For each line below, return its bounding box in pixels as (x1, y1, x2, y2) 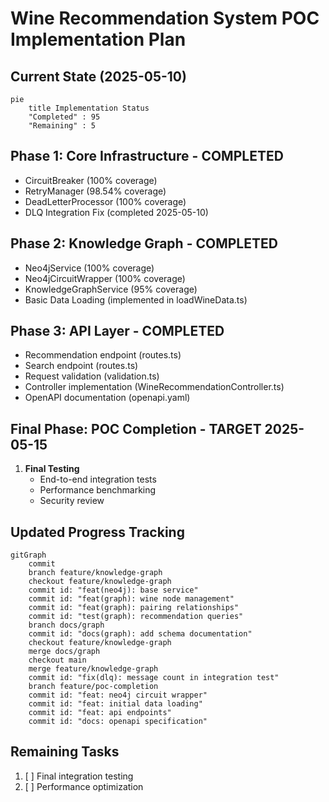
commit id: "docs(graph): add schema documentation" (28, 629, 253, 639)
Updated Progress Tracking (10, 523, 185, 541)
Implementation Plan (10, 28, 187, 51)
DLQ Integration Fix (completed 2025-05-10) (24, 206, 209, 218)
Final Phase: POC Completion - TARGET (10, 420, 262, 437)
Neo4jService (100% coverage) (24, 262, 155, 274)
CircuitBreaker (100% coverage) (24, 174, 158, 186)
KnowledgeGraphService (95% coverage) (24, 283, 198, 295)
